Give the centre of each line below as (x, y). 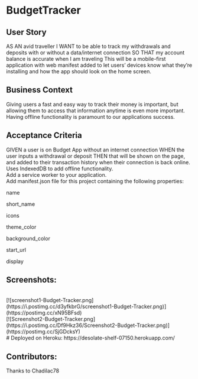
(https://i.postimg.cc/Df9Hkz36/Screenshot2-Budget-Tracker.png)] (88, 325)
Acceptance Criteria (44, 136)
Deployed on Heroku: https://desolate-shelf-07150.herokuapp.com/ (93, 338)
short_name (21, 204)
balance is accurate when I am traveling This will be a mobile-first (86, 59)
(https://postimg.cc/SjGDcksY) (43, 332)
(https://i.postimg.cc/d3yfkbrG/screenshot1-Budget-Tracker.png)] (86, 307)
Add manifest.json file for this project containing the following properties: (95, 181)
